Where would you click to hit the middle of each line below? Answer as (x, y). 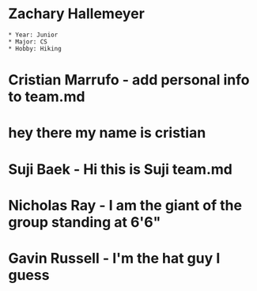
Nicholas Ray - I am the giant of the (125, 205)
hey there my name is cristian (107, 133)
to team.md (47, 97)
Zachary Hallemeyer (76, 14)
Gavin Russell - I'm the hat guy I (114, 258)
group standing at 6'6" (85, 222)
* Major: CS (28, 42)
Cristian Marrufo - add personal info (129, 80)
